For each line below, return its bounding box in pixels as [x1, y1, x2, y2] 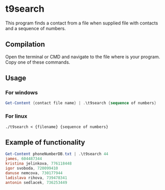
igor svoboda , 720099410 [5, 166, 58, 171]
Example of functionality [5, 138, 85, 147]
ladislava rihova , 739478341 [5, 175, 67, 180]
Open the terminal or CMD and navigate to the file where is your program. [5, 53, 160, 60]
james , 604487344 [5, 156, 42, 161]
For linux [5, 113, 28, 120]
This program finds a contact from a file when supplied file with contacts [5, 20, 158, 26]
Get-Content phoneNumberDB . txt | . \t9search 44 [5, 151, 109, 157]
